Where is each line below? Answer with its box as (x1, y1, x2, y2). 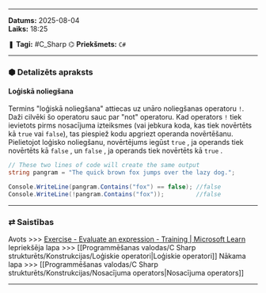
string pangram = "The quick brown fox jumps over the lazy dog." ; (8, 169, 236, 177)
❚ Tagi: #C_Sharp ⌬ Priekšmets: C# (8, 40, 127, 48)
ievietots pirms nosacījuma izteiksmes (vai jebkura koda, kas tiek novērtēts (8, 120, 253, 131)
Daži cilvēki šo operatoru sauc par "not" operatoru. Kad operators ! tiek (8, 112, 242, 122)
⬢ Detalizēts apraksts (8, 67, 93, 78)
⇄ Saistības (8, 216, 54, 227)
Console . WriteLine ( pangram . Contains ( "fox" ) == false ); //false (8, 183, 222, 191)
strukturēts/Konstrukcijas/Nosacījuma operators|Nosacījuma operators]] (8, 268, 244, 277)
